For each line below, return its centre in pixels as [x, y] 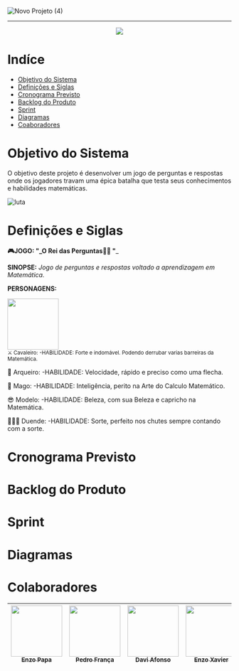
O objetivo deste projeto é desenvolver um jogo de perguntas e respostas [115, 173]
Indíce [26, 60]
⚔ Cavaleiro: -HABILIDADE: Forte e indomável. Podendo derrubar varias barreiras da [111, 353]
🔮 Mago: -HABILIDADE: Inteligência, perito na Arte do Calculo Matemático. [116, 386]
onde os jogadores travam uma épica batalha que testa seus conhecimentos [119, 181]
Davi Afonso [153, 660]
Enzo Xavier [211, 660]
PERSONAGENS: [32, 289]
